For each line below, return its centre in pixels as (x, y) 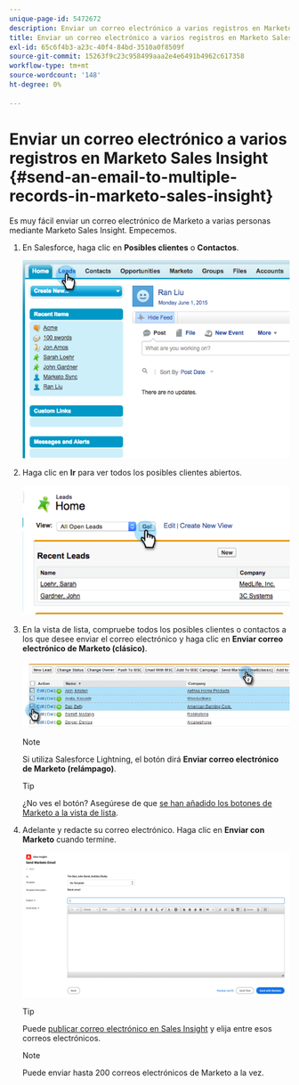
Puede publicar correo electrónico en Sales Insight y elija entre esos (147, 1028)
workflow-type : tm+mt (49, 66)
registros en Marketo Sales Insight (139, 158)
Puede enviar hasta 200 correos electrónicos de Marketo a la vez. (143, 1073)
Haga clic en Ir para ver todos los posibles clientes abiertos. (132, 472)
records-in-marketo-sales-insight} (141, 196)
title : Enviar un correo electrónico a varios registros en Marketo (139, 37)
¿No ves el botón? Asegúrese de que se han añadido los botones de (147, 803)
